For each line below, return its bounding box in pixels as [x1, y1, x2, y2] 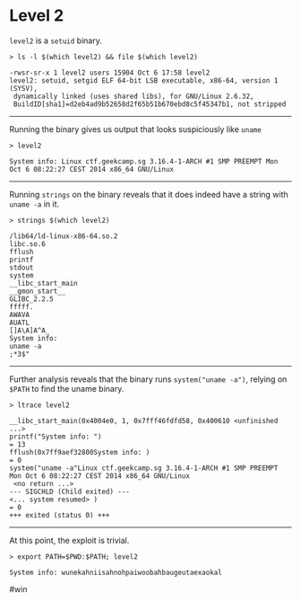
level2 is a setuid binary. [9, 35, 103, 46]
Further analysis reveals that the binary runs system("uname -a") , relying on [9, 374, 288, 385]
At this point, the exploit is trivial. [9, 535, 130, 545]
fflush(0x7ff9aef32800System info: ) [9, 447, 150, 456]
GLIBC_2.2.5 [9, 294, 54, 304]
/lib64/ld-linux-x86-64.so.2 [9, 231, 118, 241]
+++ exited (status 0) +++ [9, 510, 110, 519]
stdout [9, 262, 34, 272]
